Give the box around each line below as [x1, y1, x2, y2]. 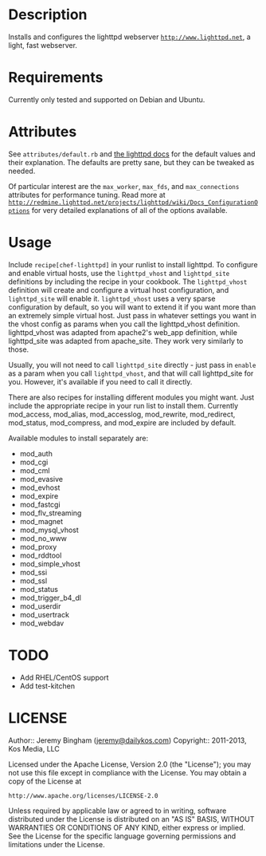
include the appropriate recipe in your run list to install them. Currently [8, 400, 239, 410]
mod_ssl [19, 576, 48, 586]
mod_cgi [19, 457, 49, 467]
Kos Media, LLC [8, 744, 60, 753]
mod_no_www [19, 533, 68, 543]
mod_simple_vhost [19, 558, 81, 568]
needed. [8, 166, 36, 176]
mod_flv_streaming [19, 508, 82, 518]
